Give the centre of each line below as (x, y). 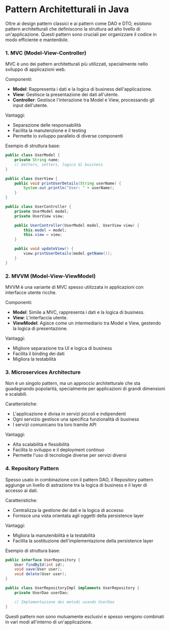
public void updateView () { (44, 249)
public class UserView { (31, 179)
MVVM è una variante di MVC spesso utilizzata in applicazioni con (74, 287)
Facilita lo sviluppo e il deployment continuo (59, 450)
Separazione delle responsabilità (47, 125)
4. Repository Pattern (32, 469)
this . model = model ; (45, 230)
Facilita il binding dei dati (39, 354)
